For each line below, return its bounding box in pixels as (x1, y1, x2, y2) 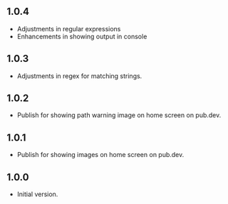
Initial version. (16, 190, 58, 198)
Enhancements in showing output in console (16, 32, 147, 41)
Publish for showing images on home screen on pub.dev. (16, 151, 185, 159)
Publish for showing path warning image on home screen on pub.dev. (16, 111, 222, 119)
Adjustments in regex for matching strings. (16, 71, 142, 80)
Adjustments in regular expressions (16, 24, 121, 33)
